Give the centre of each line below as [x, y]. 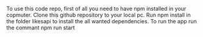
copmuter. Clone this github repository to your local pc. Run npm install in [98, 15]
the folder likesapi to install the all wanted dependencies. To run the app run [101, 21]
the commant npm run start [41, 27]
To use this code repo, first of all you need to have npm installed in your [96, 9]
